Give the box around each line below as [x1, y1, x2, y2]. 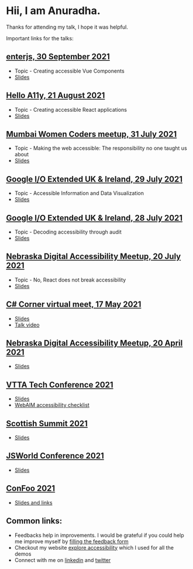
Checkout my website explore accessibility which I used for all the [14, 544, 174, 551]
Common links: [6, 516, 63, 526]
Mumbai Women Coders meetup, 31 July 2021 [6, 129, 177, 139]
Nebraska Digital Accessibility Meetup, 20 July [6, 252, 181, 262]
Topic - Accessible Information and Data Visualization [14, 190, 144, 197]
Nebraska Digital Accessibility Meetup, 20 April [6, 338, 183, 348]
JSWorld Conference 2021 [6, 451, 104, 461]
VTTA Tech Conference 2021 [6, 379, 113, 390]
